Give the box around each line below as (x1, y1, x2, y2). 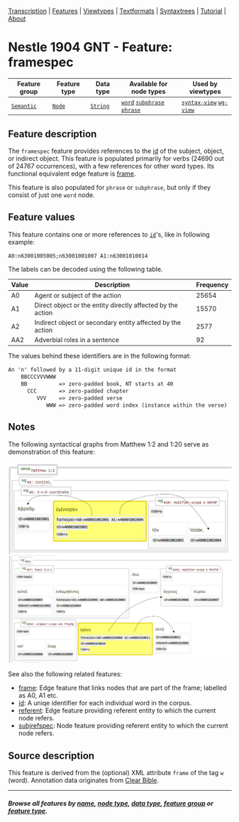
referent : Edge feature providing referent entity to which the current (18, 706, 216, 715)
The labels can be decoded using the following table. (8, 265, 163, 273)
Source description (8, 749, 95, 762)
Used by (192, 80, 218, 88)
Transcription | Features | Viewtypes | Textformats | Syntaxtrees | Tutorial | (8, 7, 226, 15)
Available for (129, 80, 168, 88)
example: (8, 237, 35, 246)
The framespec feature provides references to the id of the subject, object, (8, 146, 224, 155)
